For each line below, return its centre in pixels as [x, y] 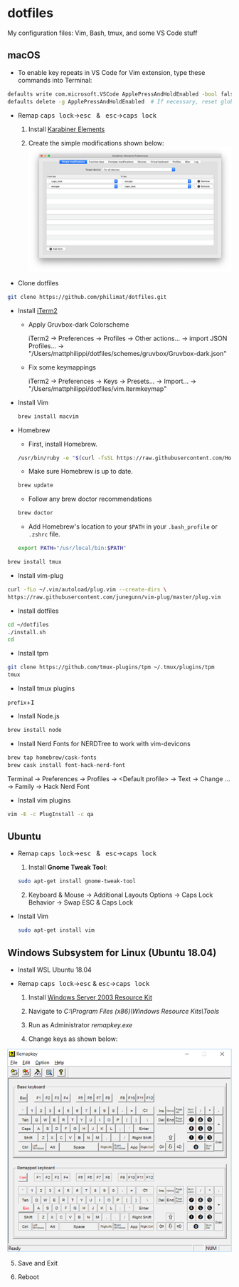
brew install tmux [34, 562]
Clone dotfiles [38, 283]
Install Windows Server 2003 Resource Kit [90, 997]
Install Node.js [38, 716]
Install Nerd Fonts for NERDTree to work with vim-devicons [104, 743]
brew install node [34, 730]
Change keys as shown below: [73, 1039]
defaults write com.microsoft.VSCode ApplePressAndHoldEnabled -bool [113, 94]
